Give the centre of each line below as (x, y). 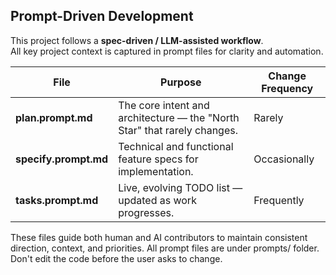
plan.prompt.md (54, 117)
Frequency (287, 88)
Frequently (279, 200)
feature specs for (158, 159)
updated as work (157, 200)
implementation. (156, 171)
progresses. (146, 212)
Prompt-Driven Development (102, 16)
